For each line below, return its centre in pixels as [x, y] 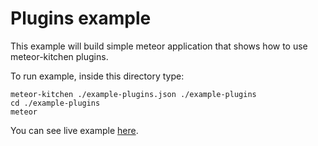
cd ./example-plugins [55, 103]
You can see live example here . [74, 130]
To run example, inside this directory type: [97, 76]
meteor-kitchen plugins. [59, 56]
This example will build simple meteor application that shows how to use [159, 46]
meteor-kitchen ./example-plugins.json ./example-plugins [133, 94]
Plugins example [81, 18]
